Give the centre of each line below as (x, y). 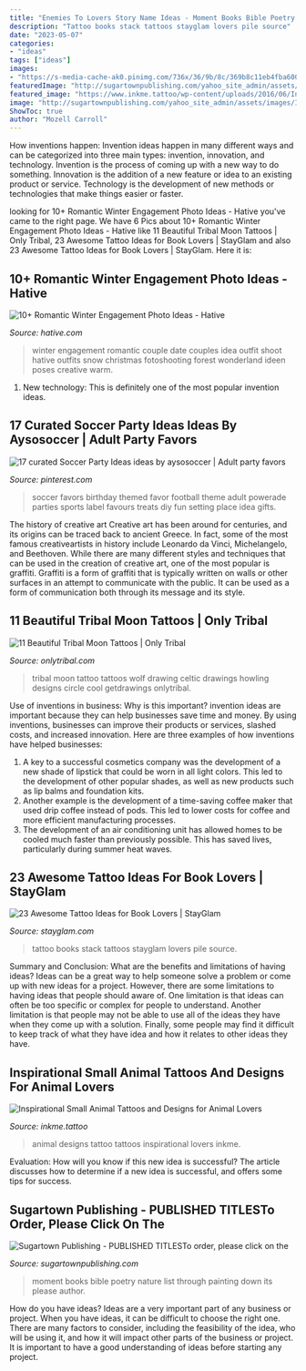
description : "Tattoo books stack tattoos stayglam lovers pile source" (150, 26)
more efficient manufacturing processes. (99, 820)
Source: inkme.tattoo (49, 1127)
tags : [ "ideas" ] (40, 60)
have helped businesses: (56, 744)
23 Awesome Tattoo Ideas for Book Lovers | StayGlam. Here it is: (131, 251)
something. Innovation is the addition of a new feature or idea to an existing (151, 175)
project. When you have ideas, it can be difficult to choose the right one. (145, 1318)
